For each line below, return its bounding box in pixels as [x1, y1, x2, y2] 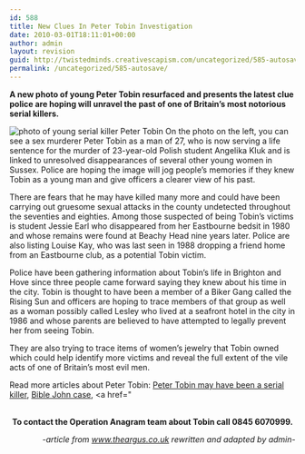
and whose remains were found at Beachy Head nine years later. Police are [9, 230, 290, 241]
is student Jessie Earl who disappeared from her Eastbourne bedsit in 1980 [9, 220, 290, 232]
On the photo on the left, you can [164, 125, 289, 136]
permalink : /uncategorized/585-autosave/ [9, 64, 169, 74]
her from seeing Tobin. [9, 324, 94, 336]
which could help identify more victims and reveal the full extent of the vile [9, 351, 289, 363]
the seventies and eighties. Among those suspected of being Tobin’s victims [9, 211, 294, 222]
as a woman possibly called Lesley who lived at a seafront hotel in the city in [9, 305, 296, 316]
